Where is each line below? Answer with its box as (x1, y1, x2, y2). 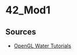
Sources (5, 27, 36, 37)
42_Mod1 (5, 4, 50, 17)
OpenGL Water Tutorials (13, 42, 72, 49)
